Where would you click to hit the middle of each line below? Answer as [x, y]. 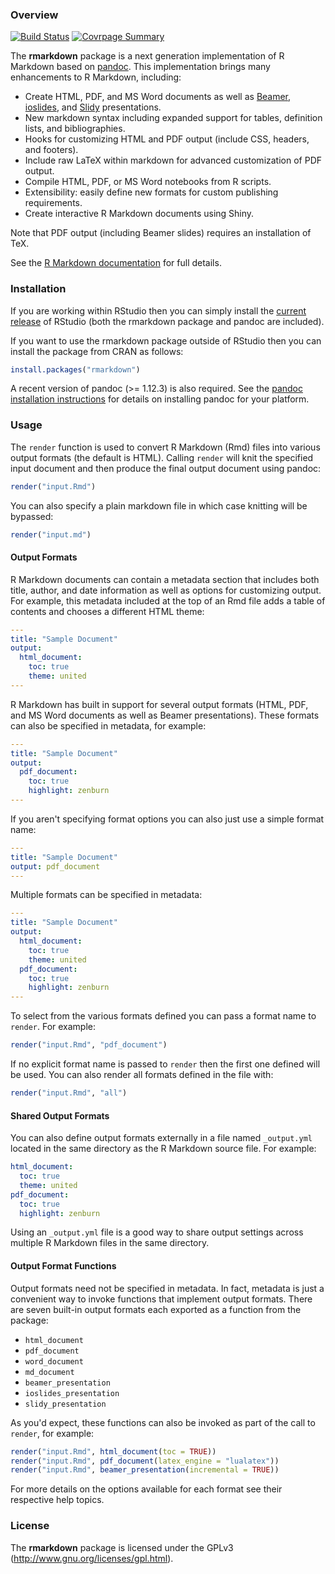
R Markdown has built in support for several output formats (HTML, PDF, [159, 704]
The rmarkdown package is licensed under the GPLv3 [122, 1547]
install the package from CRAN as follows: [97, 351]
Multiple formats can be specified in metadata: [106, 895]
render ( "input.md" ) [51, 534]
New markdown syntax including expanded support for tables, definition [173, 118]
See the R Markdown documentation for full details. [116, 263]
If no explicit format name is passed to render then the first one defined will [165, 1064]
